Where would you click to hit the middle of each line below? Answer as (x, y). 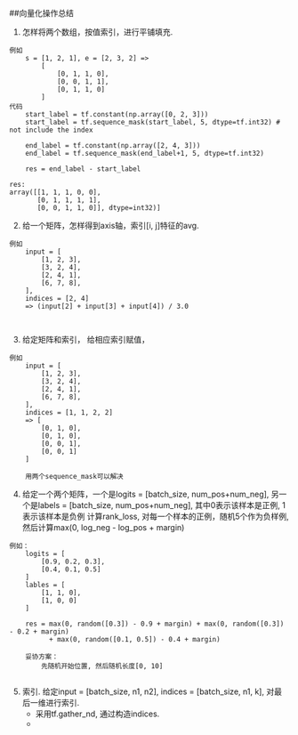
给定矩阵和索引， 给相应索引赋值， (85, 339)
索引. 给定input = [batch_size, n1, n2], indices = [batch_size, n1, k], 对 (148, 691)
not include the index (51, 130)
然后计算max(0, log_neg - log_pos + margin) (103, 527)
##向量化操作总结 (41, 13)
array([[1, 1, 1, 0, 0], (55, 192)
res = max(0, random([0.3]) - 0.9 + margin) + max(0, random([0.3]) (155, 624)
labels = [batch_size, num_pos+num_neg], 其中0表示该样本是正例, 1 (162, 505)
